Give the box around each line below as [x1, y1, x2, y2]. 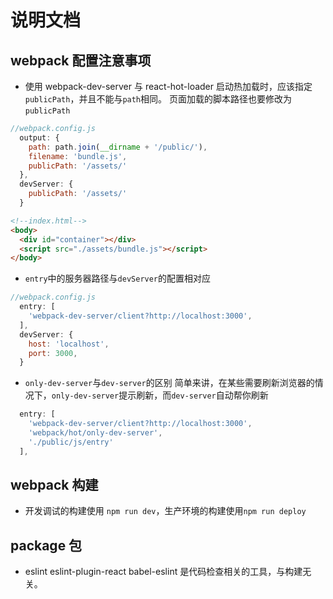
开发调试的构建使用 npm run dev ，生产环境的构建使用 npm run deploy [24, 505, 307, 517]
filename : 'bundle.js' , [28, 151, 128, 161]
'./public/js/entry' [28, 437, 114, 447]
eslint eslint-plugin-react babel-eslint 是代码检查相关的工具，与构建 [24, 566, 303, 578]
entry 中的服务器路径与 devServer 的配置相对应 [24, 272, 212, 285]
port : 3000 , [28, 348, 78, 358]
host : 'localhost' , [28, 339, 110, 349]
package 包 [10, 537, 83, 554]
